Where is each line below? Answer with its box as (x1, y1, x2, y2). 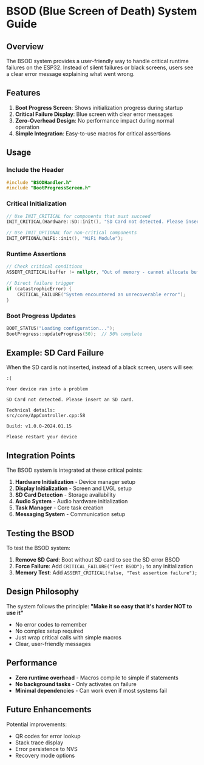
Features (6, 88, 41, 98)
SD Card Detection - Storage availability (15, 491, 117, 498)
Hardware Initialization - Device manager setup (15, 478, 135, 486)
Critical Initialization (6, 199, 67, 208)
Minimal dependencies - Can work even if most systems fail (15, 687, 167, 694)
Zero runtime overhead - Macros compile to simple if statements (15, 674, 179, 681)
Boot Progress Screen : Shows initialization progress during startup (15, 104, 183, 111)
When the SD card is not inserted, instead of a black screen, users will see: (6, 364, 194, 371)
